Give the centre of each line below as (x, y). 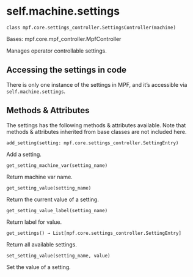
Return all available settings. (42, 244)
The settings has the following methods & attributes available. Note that (96, 125)
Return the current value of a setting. (53, 199)
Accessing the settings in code (67, 70)
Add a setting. (24, 154)
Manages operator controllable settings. (56, 51)
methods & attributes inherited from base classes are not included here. (96, 131)
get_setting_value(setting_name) (49, 188)
